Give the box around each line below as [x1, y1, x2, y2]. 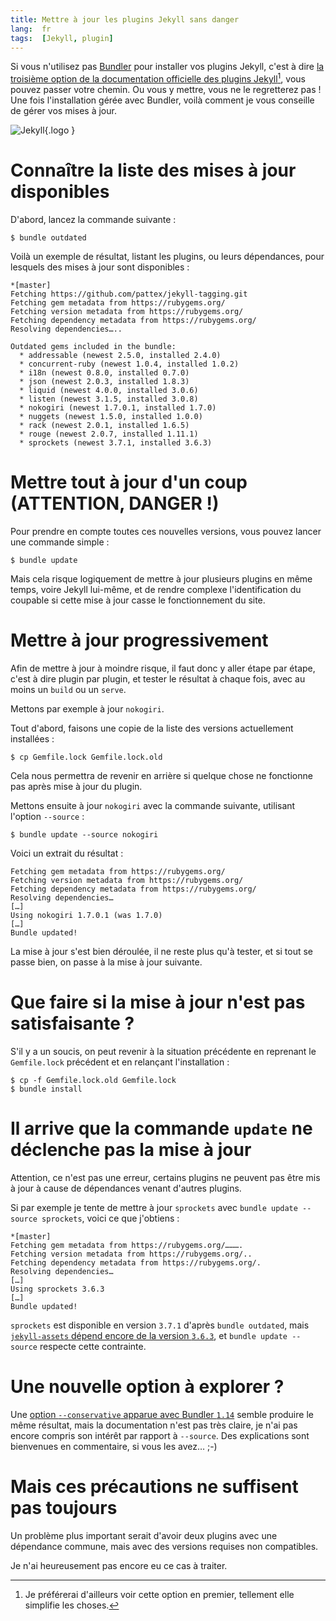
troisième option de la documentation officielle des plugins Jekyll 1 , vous [10, 71, 306, 85]
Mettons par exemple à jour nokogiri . [10, 702, 165, 715]
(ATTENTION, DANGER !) [10, 492, 220, 515]
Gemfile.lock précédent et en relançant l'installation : [10, 1056, 230, 1068]
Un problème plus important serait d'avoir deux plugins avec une [10, 1529, 278, 1541]
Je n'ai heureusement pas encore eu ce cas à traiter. [10, 1559, 228, 1571]
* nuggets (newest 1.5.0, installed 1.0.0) [19, 411, 203, 421]
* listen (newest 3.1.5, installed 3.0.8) [19, 394, 199, 404]
